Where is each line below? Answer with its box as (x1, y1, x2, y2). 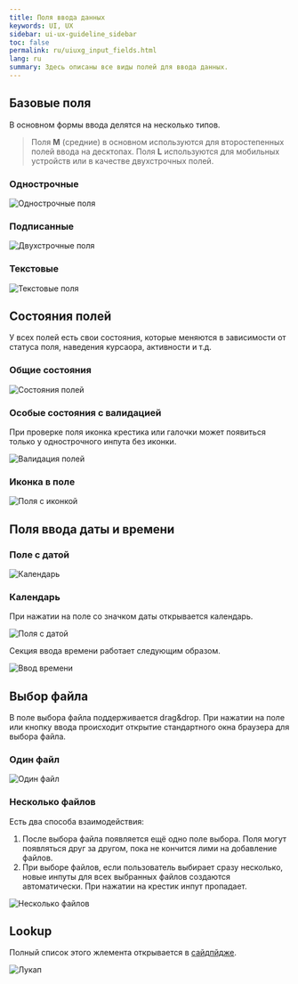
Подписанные (9, 220, 74, 232)
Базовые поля (9, 95, 92, 111)
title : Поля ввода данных (9, 12, 105, 22)
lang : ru (9, 54, 42, 63)
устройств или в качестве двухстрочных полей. (30, 155, 214, 166)
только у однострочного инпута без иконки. (9, 435, 177, 446)
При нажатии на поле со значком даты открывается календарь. (9, 611, 254, 622)
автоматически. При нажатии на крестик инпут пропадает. (21, 881, 247, 891)
